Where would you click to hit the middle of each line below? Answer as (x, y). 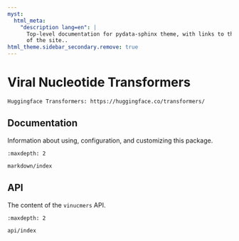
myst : (15, 14)
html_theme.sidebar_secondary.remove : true (73, 47)
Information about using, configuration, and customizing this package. (110, 140)
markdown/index (30, 166)
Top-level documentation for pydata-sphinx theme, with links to (125, 34)
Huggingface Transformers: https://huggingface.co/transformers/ (106, 101)
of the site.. (47, 41)
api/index (22, 230)
